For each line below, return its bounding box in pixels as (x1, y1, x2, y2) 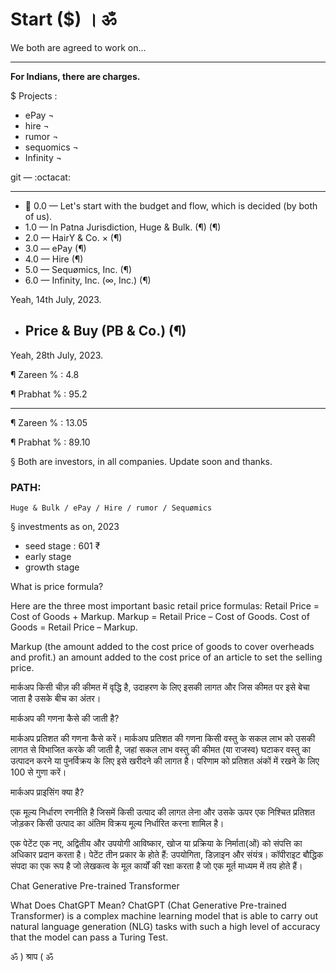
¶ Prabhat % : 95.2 (10, 388, 88, 400)
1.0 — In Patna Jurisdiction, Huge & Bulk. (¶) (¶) (24, 221, 222, 233)
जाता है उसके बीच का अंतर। (10, 693, 102, 705)
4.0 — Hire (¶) (24, 253, 84, 265)
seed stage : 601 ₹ (24, 540, 101, 552)
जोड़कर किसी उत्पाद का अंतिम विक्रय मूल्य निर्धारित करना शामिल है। (10, 818, 225, 830)
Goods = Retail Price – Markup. (10, 621, 138, 633)
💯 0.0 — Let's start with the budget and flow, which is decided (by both (24, 199, 318, 212)
